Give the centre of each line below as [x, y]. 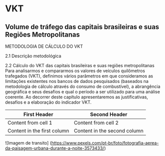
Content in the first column [38, 131]
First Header [38, 114]
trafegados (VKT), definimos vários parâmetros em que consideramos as [79, 76]
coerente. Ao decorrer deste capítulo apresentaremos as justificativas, [77, 97]
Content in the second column [109, 131]
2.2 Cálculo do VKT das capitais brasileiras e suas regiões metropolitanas [80, 65]
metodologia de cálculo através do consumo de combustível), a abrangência [83, 86]
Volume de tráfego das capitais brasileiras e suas [82, 27]
